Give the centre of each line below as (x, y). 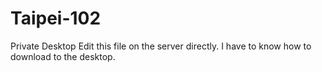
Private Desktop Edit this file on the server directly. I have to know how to (161, 46)
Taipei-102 (56, 18)
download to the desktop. (63, 56)
